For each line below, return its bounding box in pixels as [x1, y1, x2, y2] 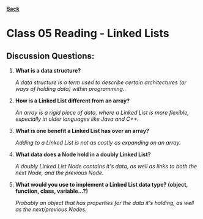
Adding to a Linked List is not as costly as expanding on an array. [15, 139, 182, 146]
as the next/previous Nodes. [15, 206, 87, 213]
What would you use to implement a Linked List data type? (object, [15, 181, 188, 188]
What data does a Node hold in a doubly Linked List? [15, 151, 151, 158]
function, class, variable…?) [15, 187, 89, 195]
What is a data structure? [15, 67, 81, 74]
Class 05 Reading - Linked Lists [6, 27, 169, 40]
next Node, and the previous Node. [15, 169, 104, 176]
